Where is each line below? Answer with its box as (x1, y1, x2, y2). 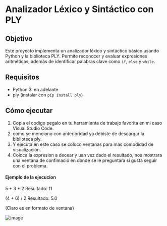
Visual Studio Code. (12, 125, 54, 131)
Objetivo (5, 34, 33, 43)
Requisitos (5, 73, 39, 82)
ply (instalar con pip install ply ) (12, 92, 83, 98)
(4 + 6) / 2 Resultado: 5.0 (5, 195, 58, 201)
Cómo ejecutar (5, 106, 53, 115)
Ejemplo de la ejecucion (5, 174, 57, 180)
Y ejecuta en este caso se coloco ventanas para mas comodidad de (12, 141, 154, 147)
